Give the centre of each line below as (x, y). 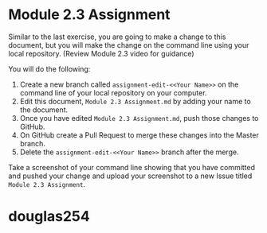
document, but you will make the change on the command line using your (129, 45)
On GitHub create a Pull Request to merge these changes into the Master (139, 135)
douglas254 (49, 217)
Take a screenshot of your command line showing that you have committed (132, 167)
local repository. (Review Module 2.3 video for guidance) (101, 53)
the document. (44, 110)
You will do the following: (49, 68)
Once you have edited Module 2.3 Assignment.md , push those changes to (139, 118)
